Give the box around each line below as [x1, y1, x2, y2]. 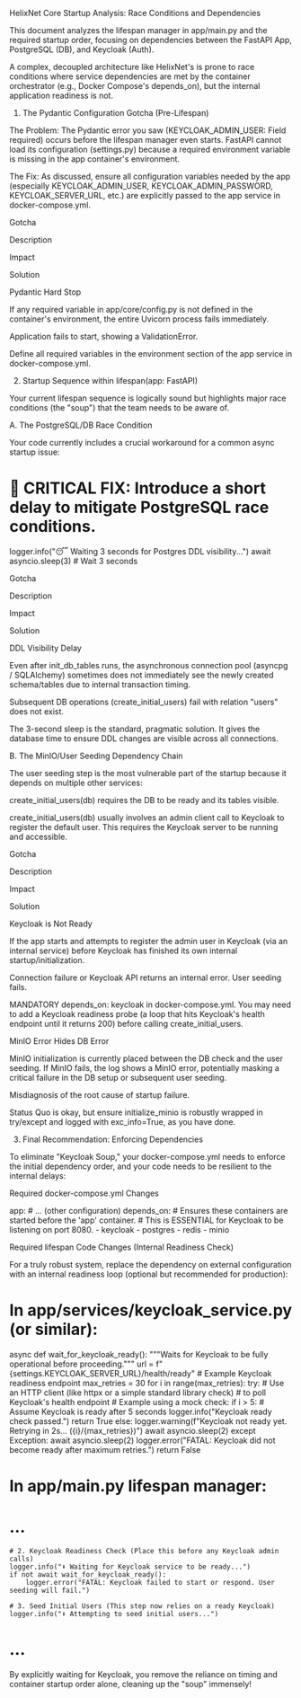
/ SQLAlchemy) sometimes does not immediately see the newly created [9, 669, 274, 680]
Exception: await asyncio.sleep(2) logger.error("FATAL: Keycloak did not [9, 1435, 276, 1446]
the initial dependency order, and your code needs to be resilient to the [9, 1161, 272, 1172]
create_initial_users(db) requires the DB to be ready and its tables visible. [9, 794, 279, 805]
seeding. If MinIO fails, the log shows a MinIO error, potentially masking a [9, 1062, 280, 1073]
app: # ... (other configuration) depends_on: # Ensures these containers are [9, 1205, 288, 1216]
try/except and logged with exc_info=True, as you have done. [9, 1116, 236, 1127]
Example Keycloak [203, 1367, 272, 1378]
